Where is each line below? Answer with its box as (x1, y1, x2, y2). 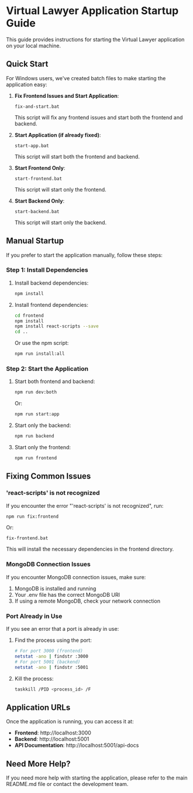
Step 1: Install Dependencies (6, 266, 89, 274)
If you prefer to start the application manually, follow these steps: (6, 251, 163, 258)
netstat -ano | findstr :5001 (14, 664, 89, 670)
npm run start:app (14, 411, 60, 417)
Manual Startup (6, 236, 64, 246)
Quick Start (6, 59, 49, 69)
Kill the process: (14, 675, 54, 682)
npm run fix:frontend (6, 514, 59, 519)
